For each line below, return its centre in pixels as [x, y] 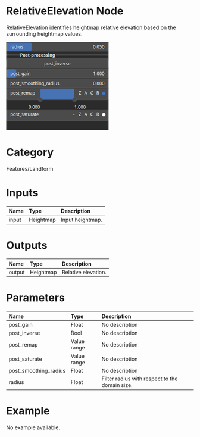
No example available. [33, 427]
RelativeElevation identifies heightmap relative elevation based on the [91, 27]
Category [30, 152]
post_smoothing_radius [37, 370]
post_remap [23, 344]
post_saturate [26, 359]
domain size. [117, 385]
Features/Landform [30, 168]
